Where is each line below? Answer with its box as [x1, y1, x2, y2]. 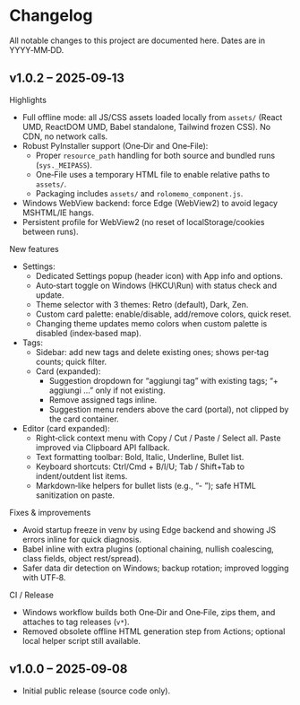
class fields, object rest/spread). [21, 553, 141, 563]
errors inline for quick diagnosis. [21, 534, 141, 544]
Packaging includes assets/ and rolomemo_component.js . [35, 187, 244, 198]
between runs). [21, 226, 79, 237]
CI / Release [9, 589, 54, 600]
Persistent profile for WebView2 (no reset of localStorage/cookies [21, 216, 265, 227]
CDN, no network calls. [21, 131, 108, 142]
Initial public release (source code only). [21, 685, 171, 696]
